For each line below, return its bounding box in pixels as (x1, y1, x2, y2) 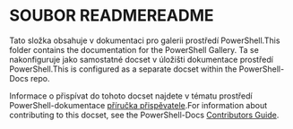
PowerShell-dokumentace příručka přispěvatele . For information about (9, 99, 268, 110)
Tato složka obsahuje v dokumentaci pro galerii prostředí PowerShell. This (9, 35, 280, 46)
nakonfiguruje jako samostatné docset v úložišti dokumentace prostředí (9, 54, 273, 64)
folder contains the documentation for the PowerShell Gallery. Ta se (9, 44, 260, 55)
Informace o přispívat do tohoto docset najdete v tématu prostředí (9, 90, 253, 101)
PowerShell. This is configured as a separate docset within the (9, 64, 237, 74)
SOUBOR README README (9, 5, 214, 26)
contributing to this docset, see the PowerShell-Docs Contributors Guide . (9, 109, 280, 120)
